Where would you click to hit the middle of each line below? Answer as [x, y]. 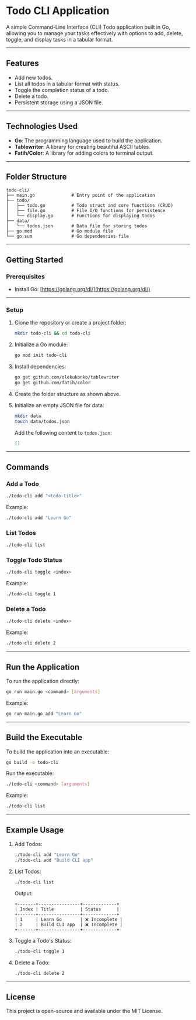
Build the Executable [44, 737]
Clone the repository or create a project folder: [71, 323]
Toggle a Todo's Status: [43, 940]
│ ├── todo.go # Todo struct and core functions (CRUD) [90, 206]
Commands [28, 467]
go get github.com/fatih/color [52, 383]
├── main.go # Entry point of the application [81, 195]
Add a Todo [22, 483]
